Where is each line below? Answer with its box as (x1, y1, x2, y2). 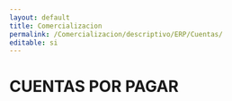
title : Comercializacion (9, 21, 103, 30)
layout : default (9, 13, 70, 22)
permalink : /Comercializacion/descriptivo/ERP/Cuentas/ (9, 29, 223, 38)
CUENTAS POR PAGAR (9, 77, 179, 97)
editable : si (9, 38, 58, 47)
